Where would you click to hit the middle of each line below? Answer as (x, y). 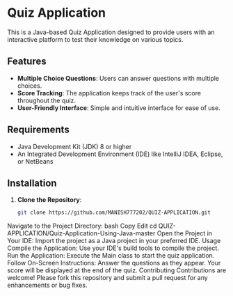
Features (27, 62)
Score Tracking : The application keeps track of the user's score (109, 93)
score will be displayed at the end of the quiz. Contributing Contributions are (117, 270)
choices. (30, 86)
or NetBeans (35, 161)
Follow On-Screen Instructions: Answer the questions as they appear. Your (114, 263)
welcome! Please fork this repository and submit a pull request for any (108, 278)
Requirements (38, 130)
